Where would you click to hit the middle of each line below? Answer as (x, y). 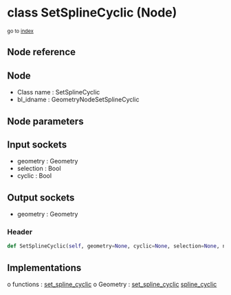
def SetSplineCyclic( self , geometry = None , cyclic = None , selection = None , (113, 246)
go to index (21, 31)
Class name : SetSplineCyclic (58, 92)
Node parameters (45, 121)
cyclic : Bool (34, 176)
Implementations (44, 268)
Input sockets (37, 144)
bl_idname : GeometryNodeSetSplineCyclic (78, 100)
